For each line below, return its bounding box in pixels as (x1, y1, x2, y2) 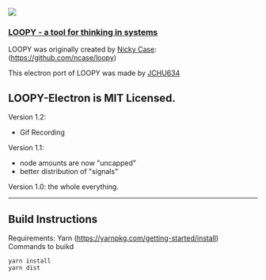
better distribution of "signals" (19, 167, 119, 176)
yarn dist (8, 263, 41, 272)
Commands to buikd (8, 241, 74, 251)
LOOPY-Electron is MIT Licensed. (8, 91, 176, 104)
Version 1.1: (8, 143, 45, 153)
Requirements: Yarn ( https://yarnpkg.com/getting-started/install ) (8, 233, 219, 243)
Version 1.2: (8, 112, 47, 122)
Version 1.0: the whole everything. (8, 182, 119, 191)
